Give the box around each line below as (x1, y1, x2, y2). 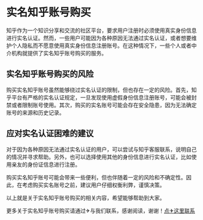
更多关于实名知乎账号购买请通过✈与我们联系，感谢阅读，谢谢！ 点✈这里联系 (6, 207, 195, 214)
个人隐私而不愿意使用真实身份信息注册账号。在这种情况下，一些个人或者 (11, 42, 192, 49)
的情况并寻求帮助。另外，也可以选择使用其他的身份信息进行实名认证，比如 (6, 153, 192, 161)
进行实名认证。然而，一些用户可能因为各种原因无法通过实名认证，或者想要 (6, 34, 192, 41)
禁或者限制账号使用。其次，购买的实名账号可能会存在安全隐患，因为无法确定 (6, 101, 197, 108)
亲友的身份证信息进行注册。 (11, 161, 80, 168)
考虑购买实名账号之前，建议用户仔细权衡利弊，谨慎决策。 (22, 181, 165, 188)
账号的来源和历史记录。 (6, 108, 65, 116)
